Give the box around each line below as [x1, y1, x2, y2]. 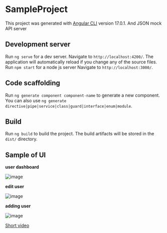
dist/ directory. [5, 136, 38, 142]
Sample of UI [5, 150, 46, 159]
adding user [5, 203, 31, 209]
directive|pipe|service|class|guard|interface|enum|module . [5, 103, 132, 109]
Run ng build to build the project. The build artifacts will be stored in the [5, 131, 154, 137]
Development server [5, 40, 71, 49]
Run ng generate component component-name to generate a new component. [5, 92, 160, 98]
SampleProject [5, 4, 68, 15]
